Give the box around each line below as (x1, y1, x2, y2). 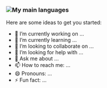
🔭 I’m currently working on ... (14, 30, 84, 37)
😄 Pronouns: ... (14, 70, 53, 77)
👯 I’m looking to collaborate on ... (14, 43, 94, 50)
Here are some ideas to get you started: (6, 19, 102, 26)
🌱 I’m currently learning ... (14, 37, 77, 44)
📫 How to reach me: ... (14, 62, 71, 69)
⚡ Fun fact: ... (14, 76, 47, 84)
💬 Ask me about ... (14, 55, 59, 62)
